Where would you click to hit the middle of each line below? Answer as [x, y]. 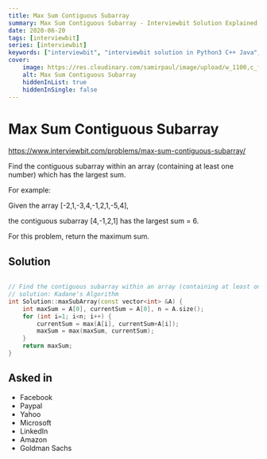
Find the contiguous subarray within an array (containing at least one [121, 166]
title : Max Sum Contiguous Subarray [69, 16]
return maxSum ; [48, 346]
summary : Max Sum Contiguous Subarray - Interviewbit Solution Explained [133, 23]
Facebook [36, 397]
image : [33, 68]
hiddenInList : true [55, 82]
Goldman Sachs [46, 448]
